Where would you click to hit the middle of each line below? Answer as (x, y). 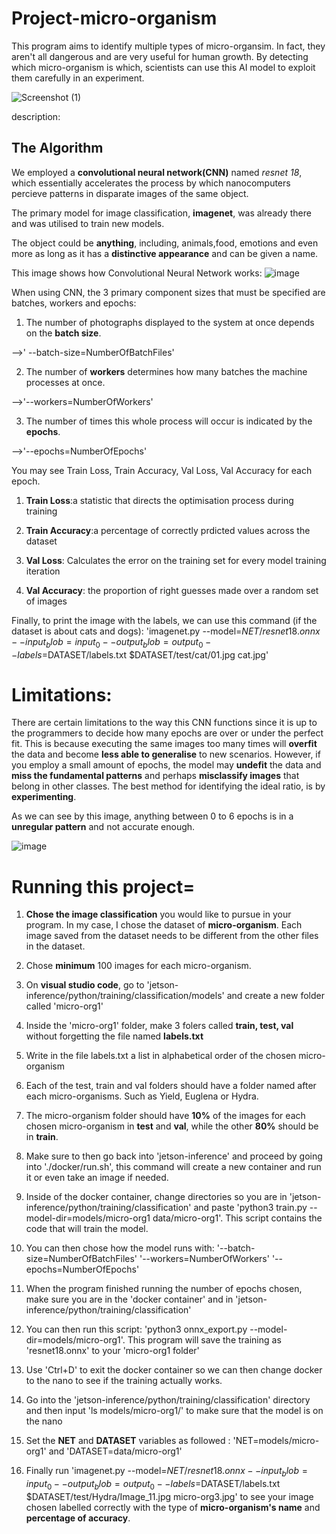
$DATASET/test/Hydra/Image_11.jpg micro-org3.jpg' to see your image (169, 1497)
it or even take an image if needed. (97, 1178)
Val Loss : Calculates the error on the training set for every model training (176, 560)
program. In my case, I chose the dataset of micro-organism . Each (164, 925)
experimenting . (44, 797)
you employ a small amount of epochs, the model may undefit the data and (166, 765)
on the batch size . (63, 333)
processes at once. (65, 382)
